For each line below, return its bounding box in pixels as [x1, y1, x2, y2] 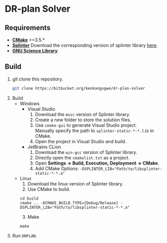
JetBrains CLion [27, 144, 61, 150]
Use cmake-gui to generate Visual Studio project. [35, 122, 137, 128]
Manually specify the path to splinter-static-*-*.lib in [35, 127, 154, 133]
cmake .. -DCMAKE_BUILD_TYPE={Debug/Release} [19, 200, 118, 205]
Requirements [5, 23, 51, 32]
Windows [19, 100, 40, 106]
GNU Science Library [12, 48, 58, 53]
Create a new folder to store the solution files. [35, 117, 131, 123]
